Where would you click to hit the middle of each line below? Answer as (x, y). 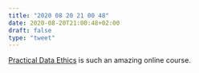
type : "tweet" (32, 38)
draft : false (30, 30)
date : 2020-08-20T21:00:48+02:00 (64, 23)
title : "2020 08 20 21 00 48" (59, 15)
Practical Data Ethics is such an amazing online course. (99, 60)
